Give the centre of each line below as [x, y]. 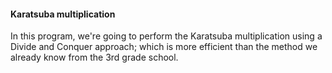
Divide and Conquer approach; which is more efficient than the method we [164, 47]
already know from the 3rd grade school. [94, 57]
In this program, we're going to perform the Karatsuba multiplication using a [166, 36]
